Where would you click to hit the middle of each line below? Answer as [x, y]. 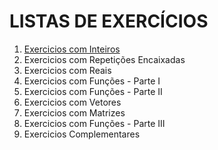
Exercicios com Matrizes [74, 112]
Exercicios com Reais [67, 70]
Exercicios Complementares [82, 134]
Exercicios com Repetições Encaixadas [104, 59]
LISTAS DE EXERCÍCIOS [109, 21]
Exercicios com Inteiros [72, 49]
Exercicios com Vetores [72, 102]
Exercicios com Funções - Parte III [94, 123]
